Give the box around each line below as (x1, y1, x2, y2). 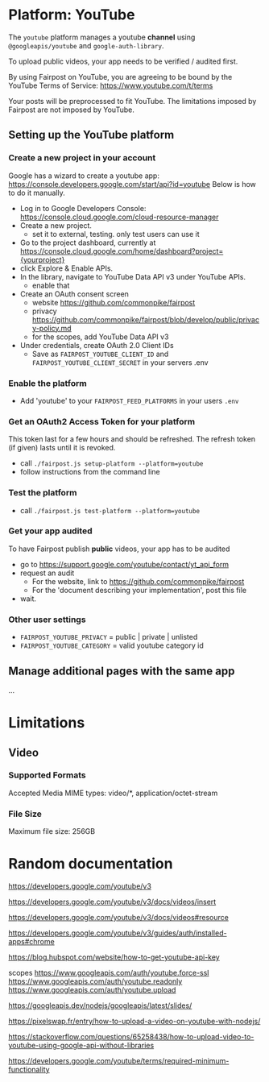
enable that (31, 280, 70, 290)
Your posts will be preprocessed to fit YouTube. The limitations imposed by (8, 96, 257, 106)
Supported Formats (8, 769, 86, 781)
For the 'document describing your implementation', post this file (31, 585, 247, 595)
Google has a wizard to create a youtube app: (8, 171, 159, 180)
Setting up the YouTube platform (8, 128, 175, 142)
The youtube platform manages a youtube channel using (8, 32, 196, 42)
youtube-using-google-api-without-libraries (8, 1041, 155, 1051)
